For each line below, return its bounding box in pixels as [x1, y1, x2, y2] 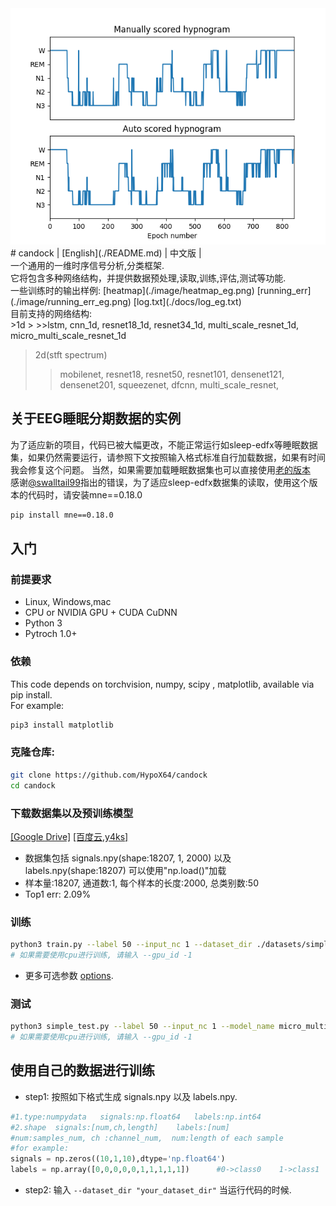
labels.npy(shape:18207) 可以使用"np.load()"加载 [24, 864, 227, 876]
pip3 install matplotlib [10, 720, 114, 730]
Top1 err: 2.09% [24, 888, 92, 900]
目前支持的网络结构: [10, 308, 93, 319]
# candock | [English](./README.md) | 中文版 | [10, 247, 202, 259]
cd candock [10, 780, 56, 791]
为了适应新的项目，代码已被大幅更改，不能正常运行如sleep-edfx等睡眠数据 [10, 438, 318, 451]
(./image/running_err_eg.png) [10, 296, 132, 307]
